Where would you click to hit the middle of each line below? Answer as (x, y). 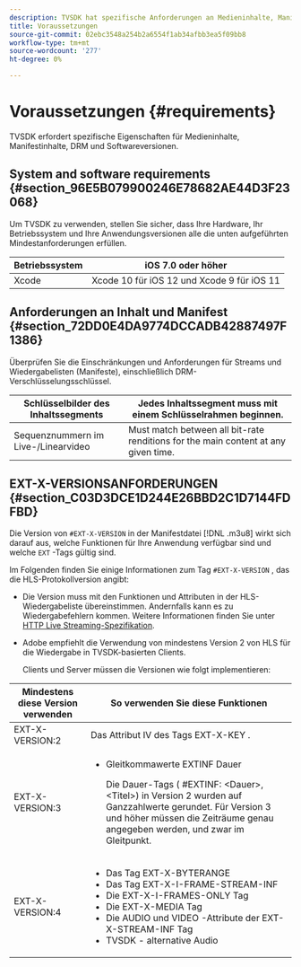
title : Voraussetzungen (54, 26)
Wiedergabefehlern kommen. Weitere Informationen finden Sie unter (149, 616)
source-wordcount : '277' (56, 51)
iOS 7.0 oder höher (186, 265)
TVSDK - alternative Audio (162, 941)
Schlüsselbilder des (67, 403)
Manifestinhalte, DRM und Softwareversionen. (94, 145)
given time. (151, 452)
